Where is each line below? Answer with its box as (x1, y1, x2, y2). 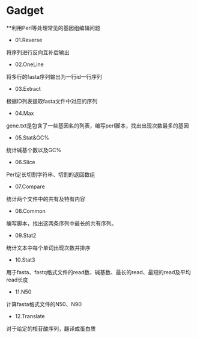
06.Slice (14, 158, 35, 165)
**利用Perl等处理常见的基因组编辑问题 (6, 24, 100, 31)
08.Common (14, 207, 46, 214)
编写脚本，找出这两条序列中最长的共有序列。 (6, 220, 117, 227)
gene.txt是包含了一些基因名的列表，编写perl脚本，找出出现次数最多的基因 (6, 121, 189, 129)
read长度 (6, 276, 28, 283)
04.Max (14, 109, 34, 117)
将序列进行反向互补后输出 (6, 49, 70, 56)
